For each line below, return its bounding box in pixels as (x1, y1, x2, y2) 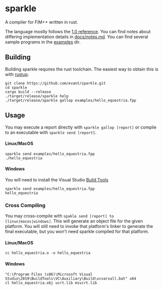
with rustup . (5, 71, 29, 77)
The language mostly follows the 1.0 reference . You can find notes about (5, 28, 151, 34)
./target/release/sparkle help (5, 93, 69, 98)
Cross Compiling (5, 201, 45, 208)
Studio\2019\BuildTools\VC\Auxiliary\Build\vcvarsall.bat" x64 (5, 276, 137, 281)
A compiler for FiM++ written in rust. (5, 19, 78, 25)
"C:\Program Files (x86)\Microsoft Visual (5, 272, 93, 277)
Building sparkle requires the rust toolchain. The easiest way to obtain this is (5, 66, 159, 72)
